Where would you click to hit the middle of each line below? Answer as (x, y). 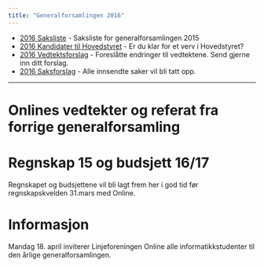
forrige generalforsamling (94, 127)
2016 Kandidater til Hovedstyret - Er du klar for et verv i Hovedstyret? (132, 46)
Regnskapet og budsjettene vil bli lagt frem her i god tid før (103, 185)
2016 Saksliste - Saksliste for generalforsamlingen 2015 (109, 38)
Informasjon (49, 224)
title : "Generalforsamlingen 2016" (66, 15)
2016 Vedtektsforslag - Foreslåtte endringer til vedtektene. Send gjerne (134, 54)
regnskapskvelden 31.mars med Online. (72, 192)
